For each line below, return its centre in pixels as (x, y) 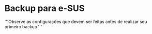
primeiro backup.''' (23, 26)
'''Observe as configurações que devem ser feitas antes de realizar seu (76, 22)
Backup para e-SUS (45, 8)
